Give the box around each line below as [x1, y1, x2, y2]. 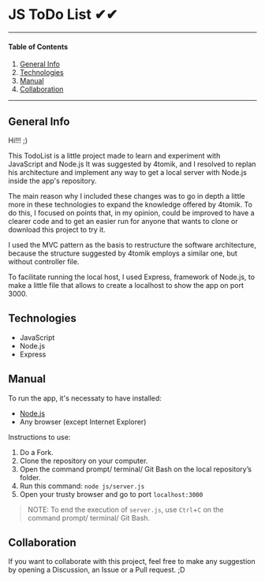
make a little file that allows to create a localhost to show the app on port [8, 280, 244, 289]
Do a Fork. [19, 447, 54, 457]
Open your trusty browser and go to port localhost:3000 [19, 489, 203, 498]
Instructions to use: [8, 432, 71, 442]
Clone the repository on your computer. [19, 456, 148, 465]
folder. [19, 472, 41, 482]
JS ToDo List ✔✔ [8, 6, 118, 24]
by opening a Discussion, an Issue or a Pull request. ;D [8, 565, 185, 575]
